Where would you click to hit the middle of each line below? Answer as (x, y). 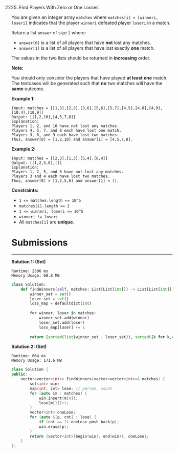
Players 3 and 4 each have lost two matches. (61, 176)
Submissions (40, 243)
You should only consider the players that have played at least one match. (90, 78)
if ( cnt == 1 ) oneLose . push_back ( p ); (79, 422)
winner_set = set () (51, 294)
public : (20, 374)
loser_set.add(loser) (62, 322)
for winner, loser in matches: (63, 313)
